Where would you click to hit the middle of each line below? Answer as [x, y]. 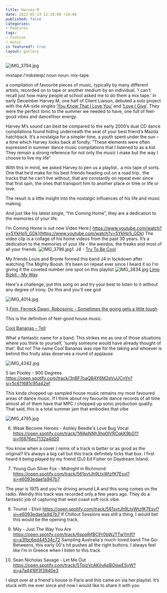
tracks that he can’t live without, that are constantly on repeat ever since [80, 178]
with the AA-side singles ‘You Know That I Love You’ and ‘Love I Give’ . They [83, 106]
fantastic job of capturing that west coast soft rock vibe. [63, 499]
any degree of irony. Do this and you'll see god [53, 289]
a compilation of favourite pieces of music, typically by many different [77, 85]
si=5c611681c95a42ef [28, 383]
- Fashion [16, 38]
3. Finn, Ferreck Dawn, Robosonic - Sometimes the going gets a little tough [82, 309]
